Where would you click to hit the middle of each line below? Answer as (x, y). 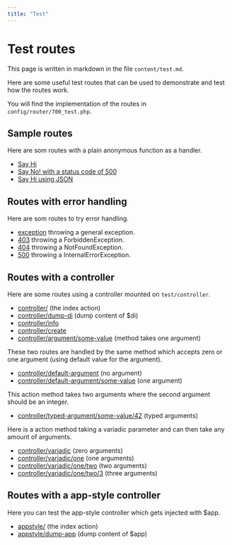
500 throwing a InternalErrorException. (74, 255)
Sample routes (40, 133)
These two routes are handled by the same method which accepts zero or (115, 352)
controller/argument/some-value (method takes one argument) (109, 338)
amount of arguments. (40, 437)
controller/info (38, 323)
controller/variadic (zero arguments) (70, 450)
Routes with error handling (67, 202)
